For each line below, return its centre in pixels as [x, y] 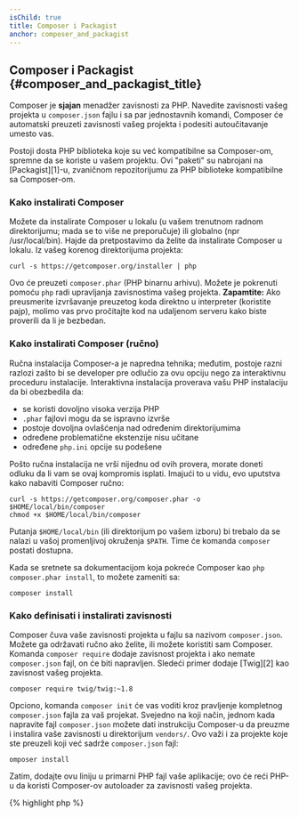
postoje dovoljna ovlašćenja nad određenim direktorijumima [131, 427]
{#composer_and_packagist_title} [106, 84]
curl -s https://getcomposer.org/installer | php [103, 267]
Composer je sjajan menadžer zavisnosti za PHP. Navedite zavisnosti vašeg [149, 105]
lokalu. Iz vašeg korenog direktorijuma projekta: [97, 250]
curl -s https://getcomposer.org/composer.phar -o [105, 499]
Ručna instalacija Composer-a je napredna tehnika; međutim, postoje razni [146, 363]
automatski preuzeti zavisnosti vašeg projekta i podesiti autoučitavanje [139, 125]
